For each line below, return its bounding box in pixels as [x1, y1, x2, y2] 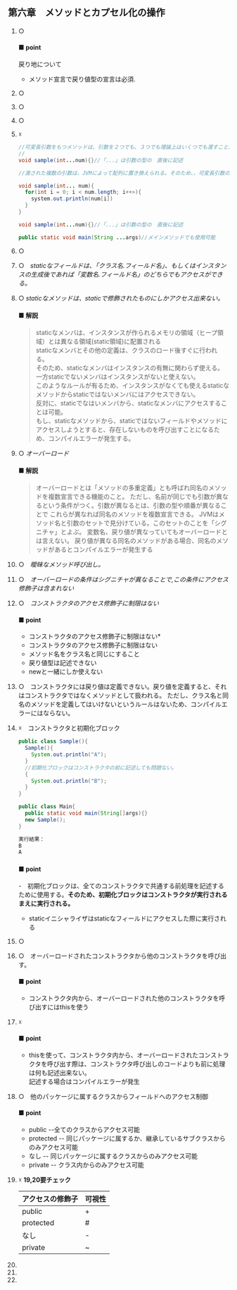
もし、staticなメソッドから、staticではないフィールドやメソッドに [35, 416, 228, 425]
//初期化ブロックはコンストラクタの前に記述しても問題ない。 [25, 764, 177, 771]
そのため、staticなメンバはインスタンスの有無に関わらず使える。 [35, 363, 224, 372]
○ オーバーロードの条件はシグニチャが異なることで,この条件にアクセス [18, 576, 229, 584]
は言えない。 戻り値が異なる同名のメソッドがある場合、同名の [35, 537, 217, 545]
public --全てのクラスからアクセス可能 [28, 1126, 140, 1134]
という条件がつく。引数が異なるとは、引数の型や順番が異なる [41, 501, 221, 510]
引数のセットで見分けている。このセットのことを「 [66, 519, 215, 528]
